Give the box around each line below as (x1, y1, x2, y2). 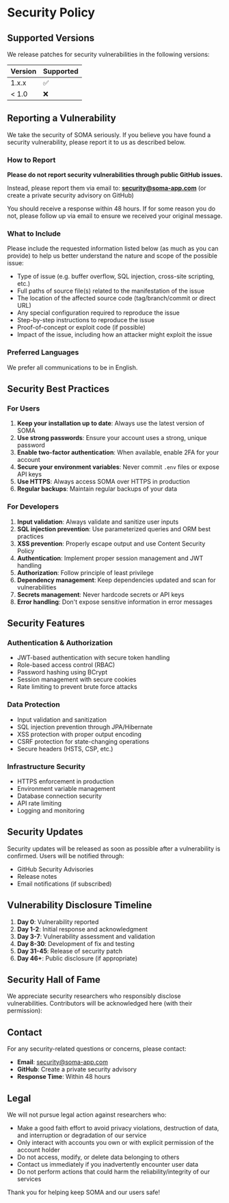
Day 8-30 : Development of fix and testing (16, 939, 135, 947)
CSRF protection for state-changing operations (16, 737, 150, 745)
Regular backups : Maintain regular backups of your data (16, 485, 178, 493)
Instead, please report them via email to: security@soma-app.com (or (7, 184, 206, 193)
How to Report (7, 155, 56, 165)
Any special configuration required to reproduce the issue (16, 308, 180, 317)
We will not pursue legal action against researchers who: (7, 1110, 167, 1119)
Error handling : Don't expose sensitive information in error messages (16, 598, 213, 606)
